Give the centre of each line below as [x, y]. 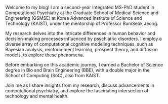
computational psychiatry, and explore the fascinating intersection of [77, 91]
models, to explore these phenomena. [45, 55]
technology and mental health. [37, 96]
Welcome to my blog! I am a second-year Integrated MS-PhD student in [80, 7]
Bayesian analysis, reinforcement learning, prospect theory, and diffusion [81, 49]
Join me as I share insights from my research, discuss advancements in [80, 85]
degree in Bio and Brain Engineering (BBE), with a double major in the [77, 70]
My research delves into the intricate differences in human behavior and [80, 33]
